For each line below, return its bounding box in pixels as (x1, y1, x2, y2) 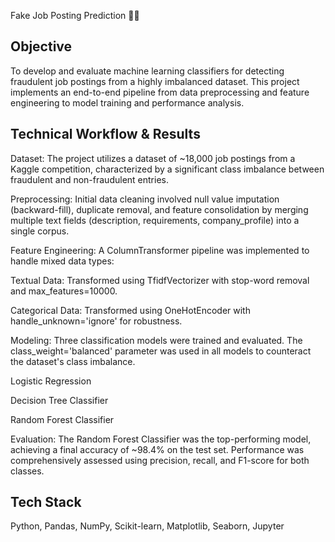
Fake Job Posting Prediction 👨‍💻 (10, 10, 140, 21)
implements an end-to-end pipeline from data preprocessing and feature (10, 86, 310, 98)
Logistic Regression (10, 375, 92, 387)
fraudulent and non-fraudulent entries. (10, 173, 169, 185)
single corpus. (10, 225, 70, 237)
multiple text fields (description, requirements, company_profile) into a (10, 214, 300, 226)
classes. (10, 465, 45, 477)
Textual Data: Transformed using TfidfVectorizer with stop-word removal (10, 274, 310, 286)
